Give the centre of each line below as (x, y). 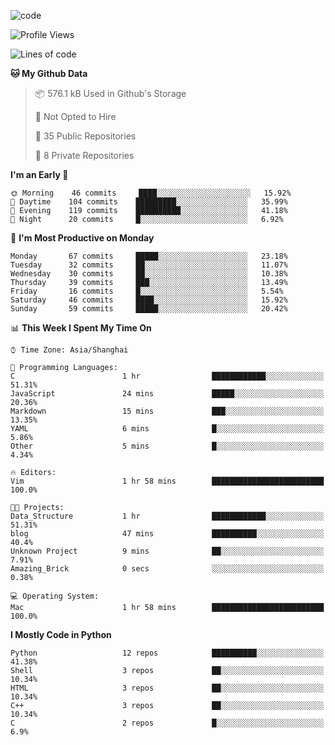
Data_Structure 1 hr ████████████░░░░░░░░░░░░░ (167, 516)
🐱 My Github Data (49, 73)
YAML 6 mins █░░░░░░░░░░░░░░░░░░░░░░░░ (167, 429)
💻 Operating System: (55, 596)
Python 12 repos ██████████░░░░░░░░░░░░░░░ (167, 653)
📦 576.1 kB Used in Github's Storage (110, 93)
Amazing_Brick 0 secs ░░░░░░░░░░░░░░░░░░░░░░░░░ (167, 569)
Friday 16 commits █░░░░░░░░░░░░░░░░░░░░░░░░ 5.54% (147, 291)
